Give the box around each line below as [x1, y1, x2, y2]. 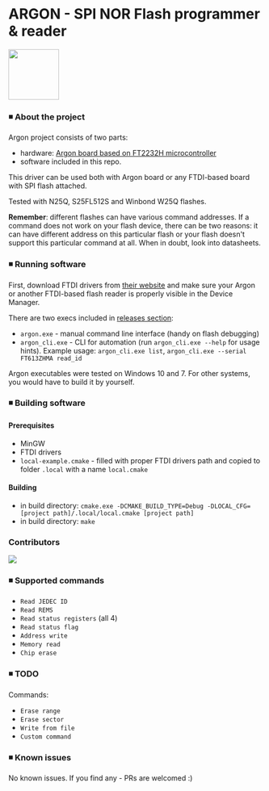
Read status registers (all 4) [19, 613, 118, 623]
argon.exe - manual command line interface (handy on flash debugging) [19, 329, 260, 338]
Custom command [19, 732, 72, 741]
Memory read [19, 641, 61, 649]
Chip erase [19, 649, 57, 658]
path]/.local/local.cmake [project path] [53, 509, 195, 517]
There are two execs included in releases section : [8, 312, 174, 323]
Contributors [8, 536, 61, 547]
